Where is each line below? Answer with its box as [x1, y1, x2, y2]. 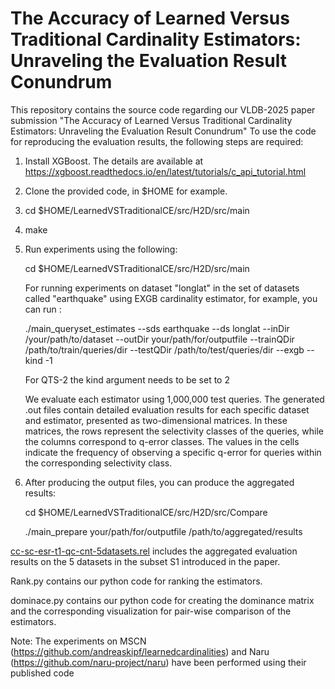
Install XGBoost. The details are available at [24, 155, 204, 167]
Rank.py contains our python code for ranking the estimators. [10, 575, 263, 587]
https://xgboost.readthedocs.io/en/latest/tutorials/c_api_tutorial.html [24, 165, 307, 177]
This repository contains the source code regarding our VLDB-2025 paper [10, 103, 316, 116]
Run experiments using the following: [24, 243, 178, 255]
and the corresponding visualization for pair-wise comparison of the [10, 605, 292, 617]
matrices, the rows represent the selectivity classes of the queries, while [24, 425, 325, 437]
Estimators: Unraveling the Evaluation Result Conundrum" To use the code [10, 125, 317, 137]
